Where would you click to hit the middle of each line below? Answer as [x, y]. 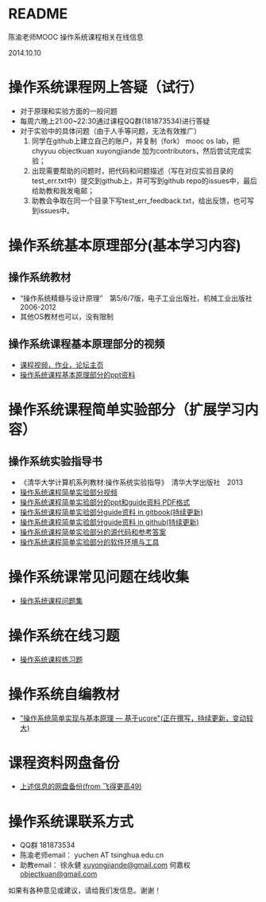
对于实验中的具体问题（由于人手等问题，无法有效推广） [110, 131]
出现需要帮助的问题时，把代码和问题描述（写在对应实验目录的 [133, 170]
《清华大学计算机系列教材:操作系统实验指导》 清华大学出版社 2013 [131, 482]
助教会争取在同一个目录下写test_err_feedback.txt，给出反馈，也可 [139, 201]
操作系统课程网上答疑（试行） [106, 88]
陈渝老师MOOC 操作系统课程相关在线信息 [76, 37]
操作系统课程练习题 [51, 659]
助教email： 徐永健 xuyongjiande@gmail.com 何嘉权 [105, 865]
